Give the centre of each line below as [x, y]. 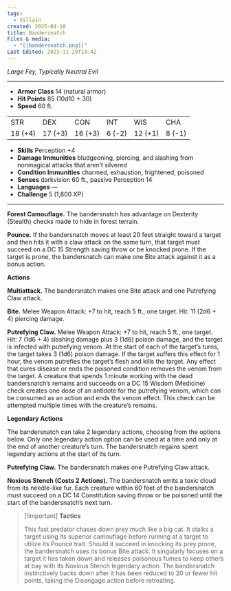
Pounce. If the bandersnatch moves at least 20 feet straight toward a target [114, 234]
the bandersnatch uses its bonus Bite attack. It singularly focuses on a [123, 551]
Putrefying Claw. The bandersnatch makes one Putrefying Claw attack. [109, 467]
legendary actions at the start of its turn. [64, 454]
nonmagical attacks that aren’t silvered [72, 165]
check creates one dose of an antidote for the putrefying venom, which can [114, 391]
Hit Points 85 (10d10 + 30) [54, 98]
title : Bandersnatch [37, 33]
